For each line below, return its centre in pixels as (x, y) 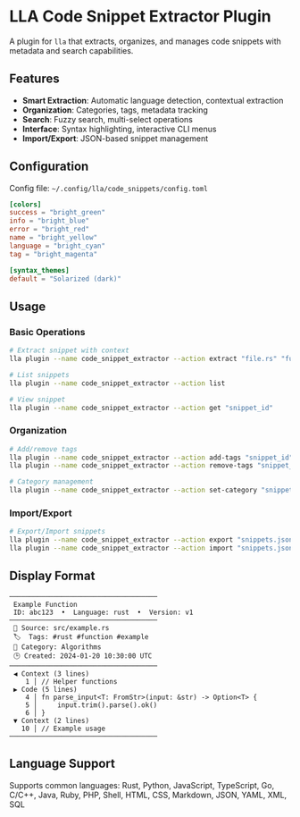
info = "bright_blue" (50, 221)
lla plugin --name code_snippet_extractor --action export (121, 540)
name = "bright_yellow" (54, 238)
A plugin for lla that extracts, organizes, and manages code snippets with (145, 41)
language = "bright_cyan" (57, 246)
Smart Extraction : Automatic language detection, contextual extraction (153, 100)
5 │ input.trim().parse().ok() (92, 705)
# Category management (51, 482)
